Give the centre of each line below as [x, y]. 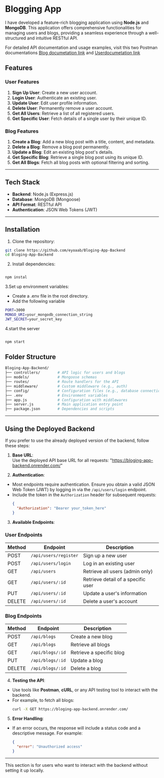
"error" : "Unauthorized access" [50, 747]
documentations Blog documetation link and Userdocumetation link [73, 53]
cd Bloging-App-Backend [29, 255]
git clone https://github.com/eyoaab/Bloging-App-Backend [65, 250]
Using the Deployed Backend [50, 429]
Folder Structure [31, 357]
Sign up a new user [105, 556]
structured [16, 38]
